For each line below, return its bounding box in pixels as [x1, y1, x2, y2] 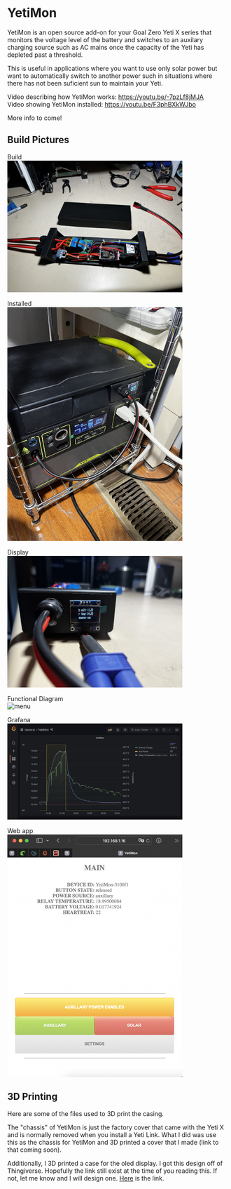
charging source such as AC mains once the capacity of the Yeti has [7, 43, 204, 51]
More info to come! [7, 114, 62, 122]
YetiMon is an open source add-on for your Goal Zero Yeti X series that [7, 28, 212, 36]
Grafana [7, 716, 31, 724]
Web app [7, 827, 34, 835]
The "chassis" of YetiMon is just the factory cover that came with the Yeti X [7, 1123, 224, 1131]
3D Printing [7, 1091, 58, 1103]
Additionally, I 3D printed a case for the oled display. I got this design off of [7, 1159, 223, 1167]
